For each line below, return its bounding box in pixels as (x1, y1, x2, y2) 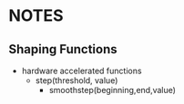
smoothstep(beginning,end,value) (48, 85, 177, 95)
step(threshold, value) (35, 75, 118, 86)
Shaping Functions (8, 42, 118, 57)
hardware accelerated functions (21, 65, 142, 76)
